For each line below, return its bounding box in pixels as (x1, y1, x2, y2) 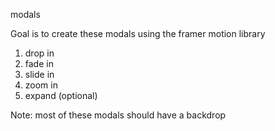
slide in (24, 69, 55, 80)
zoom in (24, 79, 58, 91)
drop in (24, 47, 55, 59)
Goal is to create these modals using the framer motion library (10, 28, 266, 39)
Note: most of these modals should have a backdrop (10, 109, 227, 121)
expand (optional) (24, 90, 98, 101)
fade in (24, 58, 54, 69)
